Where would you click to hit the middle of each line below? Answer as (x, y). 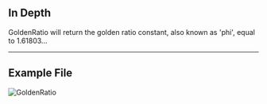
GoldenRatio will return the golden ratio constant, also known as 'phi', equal (132, 32)
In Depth (30, 13)
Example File (41, 73)
